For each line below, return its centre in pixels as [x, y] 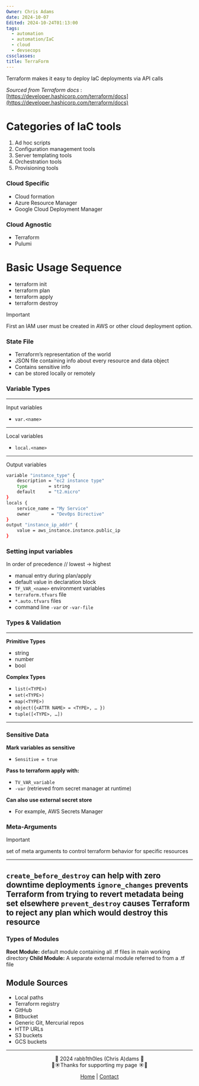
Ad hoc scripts [33, 143]
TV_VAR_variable [35, 782]
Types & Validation [33, 623]
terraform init [31, 284]
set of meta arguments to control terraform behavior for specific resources [97, 851]
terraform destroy [36, 303]
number [24, 659]
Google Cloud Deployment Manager [58, 209]
